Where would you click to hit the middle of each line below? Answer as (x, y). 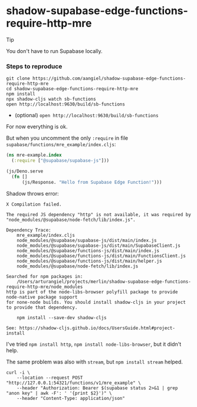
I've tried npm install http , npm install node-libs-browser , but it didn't (94, 344)
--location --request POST (50, 378)
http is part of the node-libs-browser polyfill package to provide (92, 292)
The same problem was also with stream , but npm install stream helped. (94, 362)
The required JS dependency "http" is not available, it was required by (99, 214)
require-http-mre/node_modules (45, 287)
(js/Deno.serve (25, 171)
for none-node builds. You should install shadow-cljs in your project (96, 302)
